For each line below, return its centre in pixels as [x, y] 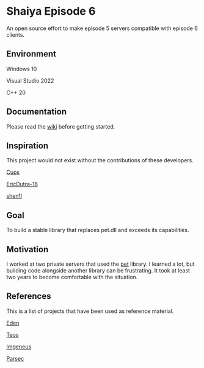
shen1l [14, 196]
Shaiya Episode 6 [51, 11]
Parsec [15, 358]
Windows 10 [22, 69]
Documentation [37, 112]
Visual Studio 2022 [30, 80]
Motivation [27, 249]
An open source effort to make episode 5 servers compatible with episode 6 [102, 28]
